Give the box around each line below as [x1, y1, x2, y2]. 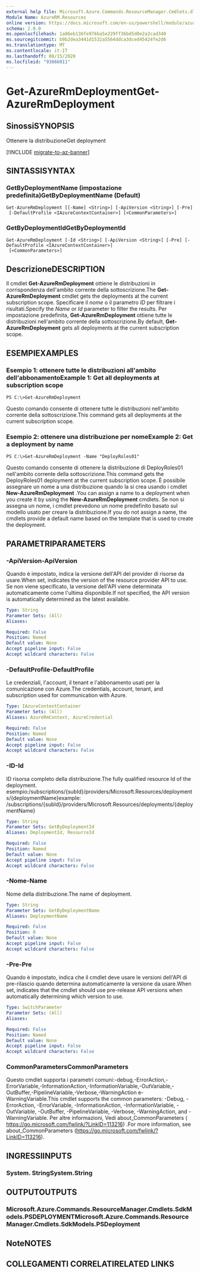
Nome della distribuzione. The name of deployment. [6, 890, 132, 897]
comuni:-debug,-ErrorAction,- [95, 1076, 168, 1083]
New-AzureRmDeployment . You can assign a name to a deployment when [6, 490, 190, 497]
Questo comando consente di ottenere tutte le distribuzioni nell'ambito [6, 405, 179, 412]
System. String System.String [6, 1168, 93, 1177]
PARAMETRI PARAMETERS [6, 539, 106, 549]
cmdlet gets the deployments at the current [61, 292, 168, 300]
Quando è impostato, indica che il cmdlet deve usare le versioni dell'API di [6, 974, 187, 981]
